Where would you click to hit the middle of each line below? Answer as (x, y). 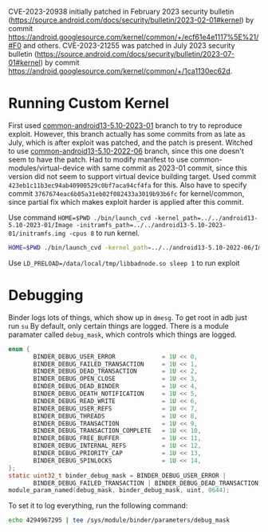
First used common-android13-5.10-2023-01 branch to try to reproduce (125, 125)
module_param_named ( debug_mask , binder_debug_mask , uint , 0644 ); (119, 490)
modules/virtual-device (47, 168)
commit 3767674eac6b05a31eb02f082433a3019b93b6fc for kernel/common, (126, 193)
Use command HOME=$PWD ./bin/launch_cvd (80, 217)
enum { (19, 349)
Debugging (46, 295)
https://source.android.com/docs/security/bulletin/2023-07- (136, 54)
